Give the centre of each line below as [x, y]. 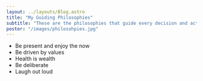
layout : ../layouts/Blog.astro [46, 12]
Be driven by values [40, 53]
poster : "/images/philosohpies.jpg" [52, 29]
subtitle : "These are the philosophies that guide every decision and [97, 23]
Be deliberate [32, 65]
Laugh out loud [34, 72]
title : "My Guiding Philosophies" [50, 18]
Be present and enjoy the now [52, 46]
